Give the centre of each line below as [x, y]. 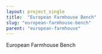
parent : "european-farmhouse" [44, 28]
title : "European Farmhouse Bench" [51, 17]
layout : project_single [36, 12]
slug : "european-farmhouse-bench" [49, 23]
